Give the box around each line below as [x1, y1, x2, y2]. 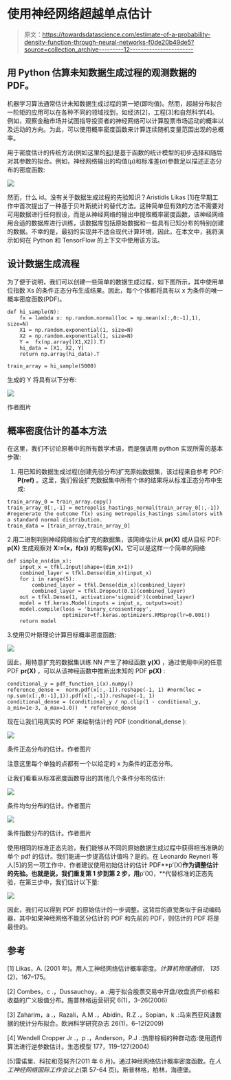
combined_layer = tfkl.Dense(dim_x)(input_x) [19, 570, 153, 577]
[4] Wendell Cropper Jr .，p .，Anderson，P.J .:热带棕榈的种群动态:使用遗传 [7, 1034, 223, 1042]
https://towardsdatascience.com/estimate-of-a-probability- [42, 30, 211, 38]
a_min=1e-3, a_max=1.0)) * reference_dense [7, 705, 137, 712]
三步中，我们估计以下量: [30, 878, 100, 886]
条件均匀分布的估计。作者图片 [7, 802, 91, 810]
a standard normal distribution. [7, 517, 103, 524]
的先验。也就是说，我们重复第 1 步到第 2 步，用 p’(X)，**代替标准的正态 [7, 870, 208, 878]
